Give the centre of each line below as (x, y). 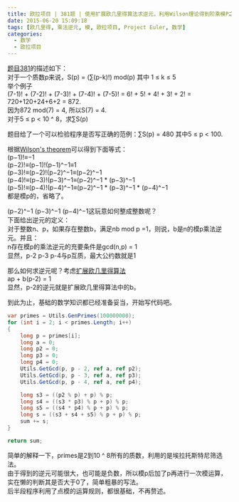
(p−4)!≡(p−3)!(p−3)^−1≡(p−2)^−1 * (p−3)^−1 (71, 180)
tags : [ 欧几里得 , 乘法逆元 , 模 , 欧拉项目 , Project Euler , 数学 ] (97, 27)
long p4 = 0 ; (39, 362)
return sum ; (25, 441)
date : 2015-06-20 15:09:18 (47, 21)
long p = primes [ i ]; (51, 335)
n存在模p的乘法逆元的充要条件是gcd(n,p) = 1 (72, 247)
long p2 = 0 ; (39, 349)
